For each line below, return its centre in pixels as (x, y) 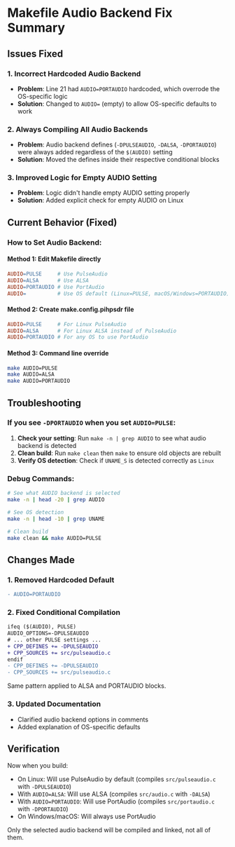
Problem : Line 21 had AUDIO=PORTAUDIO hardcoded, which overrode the (119, 88)
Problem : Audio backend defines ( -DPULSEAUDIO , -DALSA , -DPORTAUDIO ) (117, 144)
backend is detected (47, 445)
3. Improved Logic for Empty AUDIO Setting (82, 178)
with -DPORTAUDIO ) (43, 809)
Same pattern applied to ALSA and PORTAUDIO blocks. (87, 686)
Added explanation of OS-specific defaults (79, 726)
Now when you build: (38, 766)
